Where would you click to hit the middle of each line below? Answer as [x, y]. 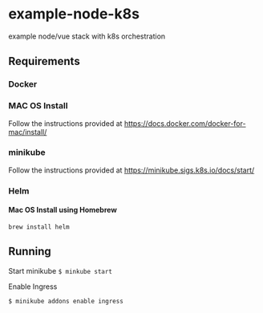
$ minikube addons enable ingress [66, 301]
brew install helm [39, 227]
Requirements [44, 61]
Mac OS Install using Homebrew [63, 210]
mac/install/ [28, 132]
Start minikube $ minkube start [60, 270]
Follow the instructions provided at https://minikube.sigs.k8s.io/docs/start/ [131, 170]
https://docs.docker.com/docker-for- [185, 123]
